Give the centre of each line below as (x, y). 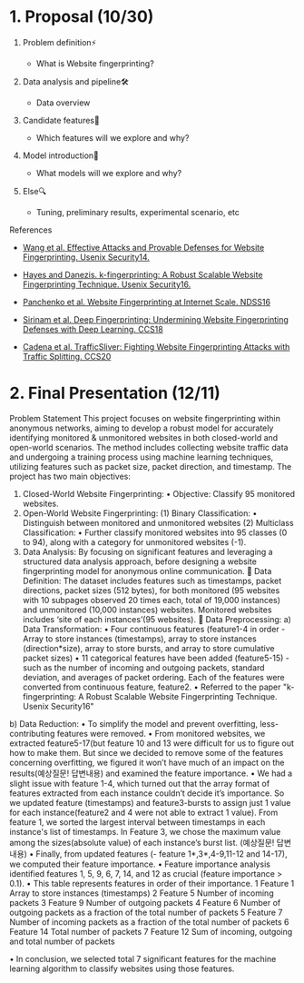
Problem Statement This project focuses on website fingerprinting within (145, 418)
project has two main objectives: (70, 476)
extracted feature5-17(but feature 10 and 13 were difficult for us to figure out (152, 743)
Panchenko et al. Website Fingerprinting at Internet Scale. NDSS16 (146, 302)
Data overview (63, 103)
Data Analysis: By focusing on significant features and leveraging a (148, 551)
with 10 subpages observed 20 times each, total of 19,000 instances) (152, 600)
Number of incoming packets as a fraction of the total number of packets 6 (149, 922)
